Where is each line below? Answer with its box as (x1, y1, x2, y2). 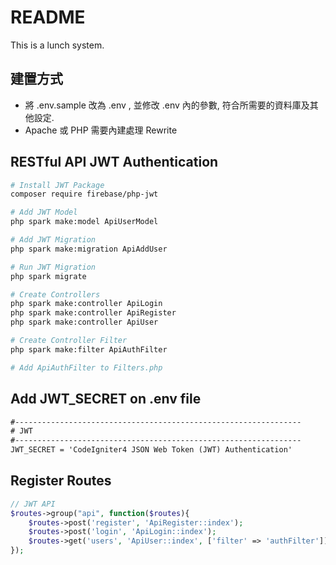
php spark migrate (10, 271, 87, 281)
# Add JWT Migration (10, 235, 97, 245)
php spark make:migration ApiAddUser (10, 244, 168, 254)
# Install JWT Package (10, 180, 105, 190)
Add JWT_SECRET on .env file (10, 391, 202, 408)
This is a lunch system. (10, 39, 105, 51)
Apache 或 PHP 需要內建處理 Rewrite (24, 124, 178, 136)
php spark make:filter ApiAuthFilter (10, 344, 168, 355)
